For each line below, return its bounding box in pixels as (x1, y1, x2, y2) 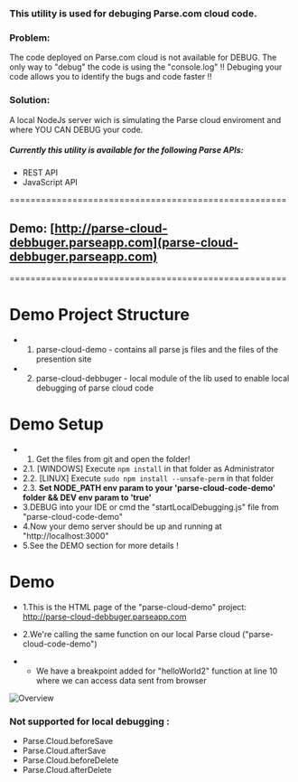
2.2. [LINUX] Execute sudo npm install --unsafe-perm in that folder (22, 473, 275, 484)
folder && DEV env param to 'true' (22, 492, 152, 504)
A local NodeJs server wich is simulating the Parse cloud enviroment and (9, 114, 282, 125)
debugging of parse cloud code (35, 382, 154, 393)
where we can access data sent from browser (35, 675, 207, 686)
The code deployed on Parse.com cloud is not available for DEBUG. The (9, 52, 277, 63)
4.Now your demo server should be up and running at (22, 521, 223, 532)
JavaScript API (22, 177, 79, 188)
